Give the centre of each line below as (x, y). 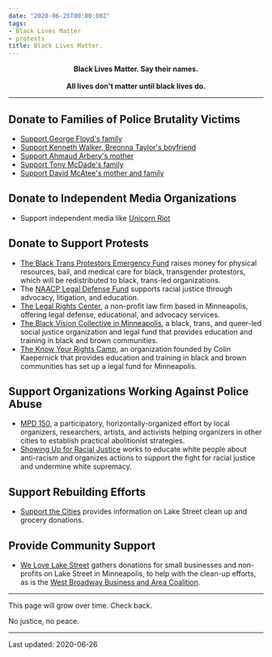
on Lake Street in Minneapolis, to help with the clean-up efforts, (150, 574)
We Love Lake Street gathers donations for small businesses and (128, 565)
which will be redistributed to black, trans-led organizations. (120, 280)
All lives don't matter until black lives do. (136, 87)
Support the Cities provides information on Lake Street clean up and (134, 511)
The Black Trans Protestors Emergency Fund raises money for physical (138, 263)
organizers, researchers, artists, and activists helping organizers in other (141, 432)
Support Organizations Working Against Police (129, 391)
